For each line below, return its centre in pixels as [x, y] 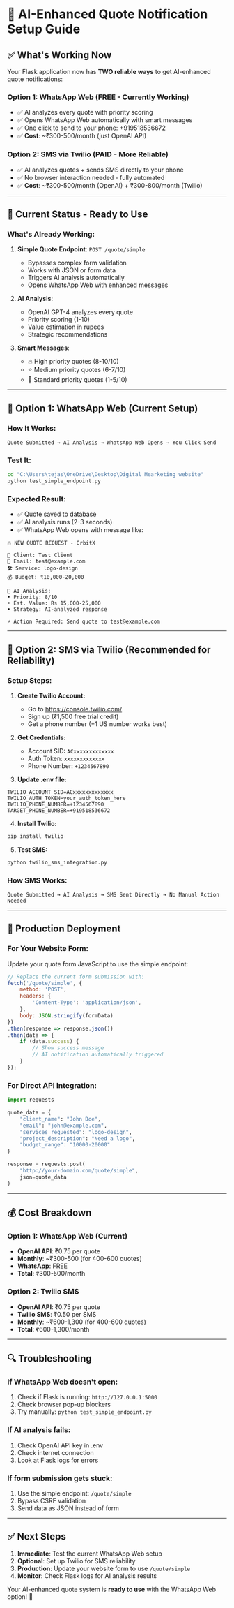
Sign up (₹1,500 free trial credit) [73, 716]
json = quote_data [44, 1177]
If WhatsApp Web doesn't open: [63, 1382]
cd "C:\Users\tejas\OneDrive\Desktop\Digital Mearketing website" [106, 475]
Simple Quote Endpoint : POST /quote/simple [81, 249]
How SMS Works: [37, 880]
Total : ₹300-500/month [51, 1274]
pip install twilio [36, 836]
